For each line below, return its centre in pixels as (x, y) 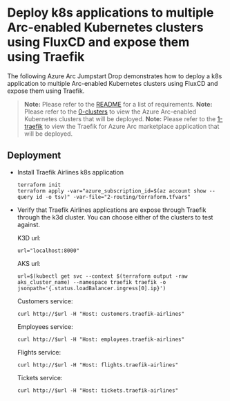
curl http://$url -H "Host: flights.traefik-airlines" (98, 365)
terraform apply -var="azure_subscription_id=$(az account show (112, 191)
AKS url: (29, 263)
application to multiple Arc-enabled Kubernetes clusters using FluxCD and (113, 83)
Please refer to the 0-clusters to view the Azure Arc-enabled (110, 112)
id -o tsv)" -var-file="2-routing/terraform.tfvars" (113, 197)
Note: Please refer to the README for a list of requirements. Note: (118, 104)
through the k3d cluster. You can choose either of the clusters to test (115, 217)
